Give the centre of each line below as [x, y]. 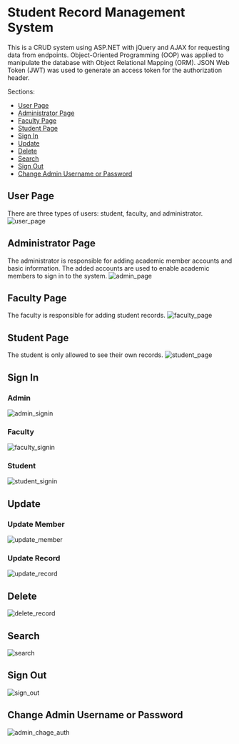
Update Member [36, 524]
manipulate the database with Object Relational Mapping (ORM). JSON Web [118, 62]
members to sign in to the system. [57, 276]
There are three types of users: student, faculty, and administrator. [105, 213]
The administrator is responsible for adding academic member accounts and [120, 261]
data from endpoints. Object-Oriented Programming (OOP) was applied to [116, 55]
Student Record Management [96, 12]
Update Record [34, 558]
